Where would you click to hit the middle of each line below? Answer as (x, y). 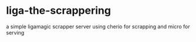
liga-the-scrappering (59, 11)
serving (15, 32)
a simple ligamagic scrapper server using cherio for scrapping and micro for (98, 26)
